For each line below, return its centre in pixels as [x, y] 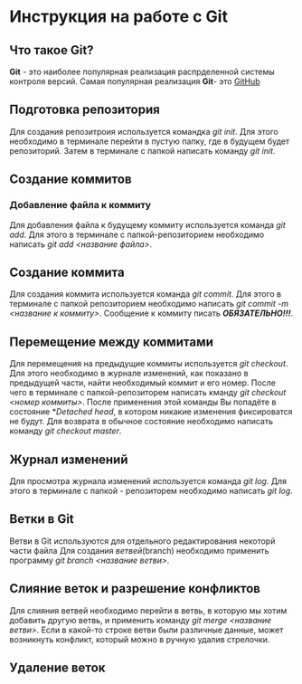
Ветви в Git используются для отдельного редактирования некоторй [142, 541]
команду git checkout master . [66, 431]
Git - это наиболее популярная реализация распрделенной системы [142, 71]
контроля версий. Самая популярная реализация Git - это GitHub [135, 81]
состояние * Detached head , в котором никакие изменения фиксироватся [151, 412]
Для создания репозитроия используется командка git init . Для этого [144, 131]
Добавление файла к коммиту [80, 205]
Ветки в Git [42, 519]
